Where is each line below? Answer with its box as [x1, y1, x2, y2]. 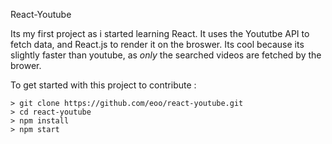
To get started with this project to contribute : [10, 79, 197, 91]
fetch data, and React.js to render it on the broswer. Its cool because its [10, 39, 305, 50]
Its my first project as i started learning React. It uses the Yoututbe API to [10, 28, 310, 39]
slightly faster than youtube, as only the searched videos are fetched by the [10, 49, 322, 61]
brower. [10, 60, 42, 71]
